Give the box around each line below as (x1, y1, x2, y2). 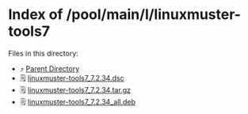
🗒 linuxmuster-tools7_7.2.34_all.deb (19, 97, 136, 106)
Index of (8, 6, 63, 24)
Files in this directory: (8, 48, 79, 58)
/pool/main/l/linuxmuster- (66, 6, 242, 24)
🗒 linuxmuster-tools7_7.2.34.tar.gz (19, 85, 131, 94)
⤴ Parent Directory (19, 63, 80, 73)
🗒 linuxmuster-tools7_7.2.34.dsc (19, 73, 124, 82)
